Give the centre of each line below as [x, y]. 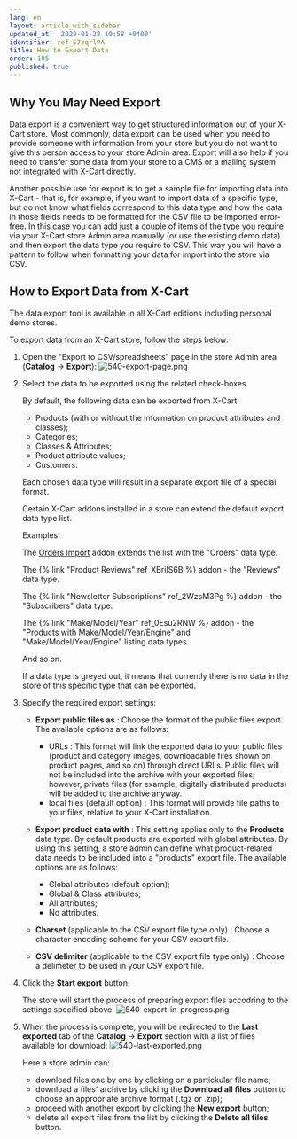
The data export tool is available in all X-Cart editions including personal [141, 313]
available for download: [65, 1045]
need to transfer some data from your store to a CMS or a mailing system [143, 161]
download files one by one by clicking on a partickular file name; [153, 1080]
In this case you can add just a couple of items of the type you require [156, 226]
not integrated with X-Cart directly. [73, 171]
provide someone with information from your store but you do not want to [143, 143]
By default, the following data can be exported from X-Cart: [130, 401]
